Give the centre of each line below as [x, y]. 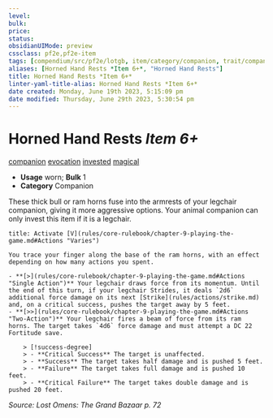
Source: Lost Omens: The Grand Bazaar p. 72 [85, 405]
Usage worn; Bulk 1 [53, 177]
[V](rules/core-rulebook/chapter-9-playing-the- [150, 234]
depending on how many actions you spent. [81, 262]
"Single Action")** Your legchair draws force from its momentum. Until [134, 284]
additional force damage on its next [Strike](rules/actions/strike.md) [134, 298]
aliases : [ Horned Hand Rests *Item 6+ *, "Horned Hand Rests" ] [116, 69]
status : [22, 39]
